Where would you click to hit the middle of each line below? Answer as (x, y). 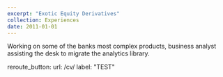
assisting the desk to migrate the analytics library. (78, 53)
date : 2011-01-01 (32, 26)
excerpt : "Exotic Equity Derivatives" (63, 14)
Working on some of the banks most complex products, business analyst (112, 46)
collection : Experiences (43, 20)
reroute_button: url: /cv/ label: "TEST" (61, 67)
